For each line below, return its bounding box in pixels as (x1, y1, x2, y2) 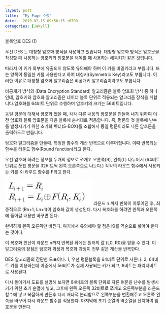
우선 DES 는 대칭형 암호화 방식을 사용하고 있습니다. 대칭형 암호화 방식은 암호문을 (5, 49, 159, 55)
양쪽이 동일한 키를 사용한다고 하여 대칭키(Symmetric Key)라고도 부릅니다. (10, 71, 152, 77)
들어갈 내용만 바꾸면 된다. (10, 212, 59, 219)
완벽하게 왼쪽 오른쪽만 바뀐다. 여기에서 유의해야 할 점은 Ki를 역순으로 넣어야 (5, 223, 150, 229)
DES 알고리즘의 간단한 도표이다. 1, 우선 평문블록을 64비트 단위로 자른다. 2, (5, 256, 148, 262)
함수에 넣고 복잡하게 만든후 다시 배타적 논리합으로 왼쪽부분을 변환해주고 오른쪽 (5, 291, 155, 298)
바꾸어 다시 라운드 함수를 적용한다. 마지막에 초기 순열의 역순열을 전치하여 (14, 298, 154, 304)
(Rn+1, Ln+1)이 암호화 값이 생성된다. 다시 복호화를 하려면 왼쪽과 (22, 207, 144, 212)
